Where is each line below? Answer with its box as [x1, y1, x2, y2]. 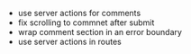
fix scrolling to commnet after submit [17, 17, 155, 28]
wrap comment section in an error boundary [17, 27, 183, 37]
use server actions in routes [17, 36, 122, 47]
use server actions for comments [17, 8, 141, 18]
